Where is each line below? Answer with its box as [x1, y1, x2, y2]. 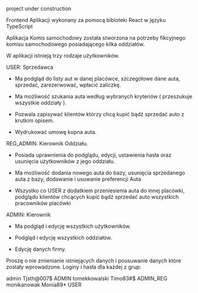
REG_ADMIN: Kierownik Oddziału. [6, 140, 88, 147]
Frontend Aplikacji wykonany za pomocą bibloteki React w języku [6, 17, 166, 23]
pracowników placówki [14, 200, 71, 206]
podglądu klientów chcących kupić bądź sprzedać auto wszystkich [14, 193, 179, 200]
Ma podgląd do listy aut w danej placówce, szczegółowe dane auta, [14, 75, 181, 82]
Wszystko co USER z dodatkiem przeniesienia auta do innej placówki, [14, 187, 185, 194]
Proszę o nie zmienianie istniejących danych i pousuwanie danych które [6, 257, 181, 264]
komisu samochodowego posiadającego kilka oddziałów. [6, 41, 145, 47]
